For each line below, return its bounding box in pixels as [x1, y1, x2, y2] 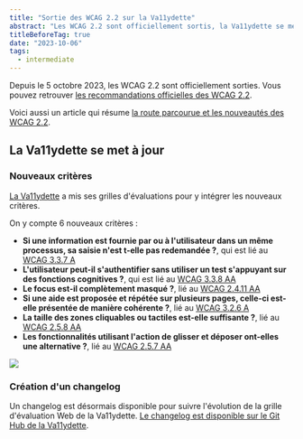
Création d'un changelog [9, 380, 121, 393]
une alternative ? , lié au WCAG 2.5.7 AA [22, 341, 172, 351]
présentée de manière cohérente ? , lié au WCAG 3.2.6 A [38, 302, 250, 313]
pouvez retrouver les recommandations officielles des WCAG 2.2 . [9, 89, 252, 100]
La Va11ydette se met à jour [9, 143, 165, 158]
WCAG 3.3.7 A [22, 254, 76, 265]
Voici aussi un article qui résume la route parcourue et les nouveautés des [9, 107, 284, 117]
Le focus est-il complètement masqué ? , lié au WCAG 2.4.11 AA [22, 283, 261, 294]
